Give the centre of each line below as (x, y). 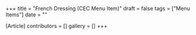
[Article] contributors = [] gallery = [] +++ (57, 26)
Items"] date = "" (27, 15)
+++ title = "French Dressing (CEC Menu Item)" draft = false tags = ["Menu (98, 8)
